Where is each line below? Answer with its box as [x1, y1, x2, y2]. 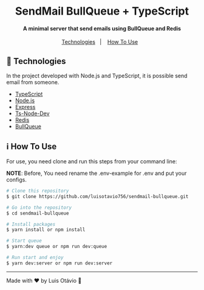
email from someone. [6, 79, 59, 86]
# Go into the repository [6, 204, 72, 211]
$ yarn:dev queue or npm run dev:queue [6, 244, 107, 250]
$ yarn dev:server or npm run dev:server [6, 260, 113, 266]
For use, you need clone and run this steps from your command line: [6, 158, 177, 165]
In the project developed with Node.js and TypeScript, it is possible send [6, 72, 188, 80]
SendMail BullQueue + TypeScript [15, 4, 189, 18]
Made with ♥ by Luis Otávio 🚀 [6, 277, 82, 284]
